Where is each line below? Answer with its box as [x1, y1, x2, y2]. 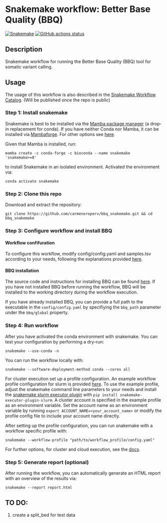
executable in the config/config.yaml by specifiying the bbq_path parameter [5, 304, 161, 310]
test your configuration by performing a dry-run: [5, 338, 104, 344]
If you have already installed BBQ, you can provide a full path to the [5, 299, 144, 305]
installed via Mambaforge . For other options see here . [5, 131, 116, 137]
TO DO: [5, 498, 28, 507]
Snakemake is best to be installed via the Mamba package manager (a [5, 120, 150, 126]
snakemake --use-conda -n [5, 348, 59, 353]
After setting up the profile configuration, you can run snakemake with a [5, 422, 153, 428]
